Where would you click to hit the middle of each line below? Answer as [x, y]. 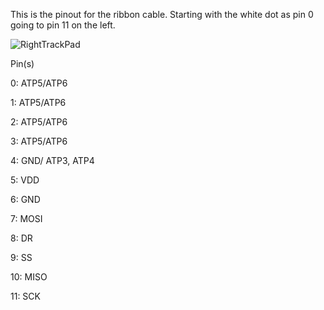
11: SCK [25, 296]
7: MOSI [26, 218]
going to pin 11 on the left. [63, 25]
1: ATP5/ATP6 [38, 102]
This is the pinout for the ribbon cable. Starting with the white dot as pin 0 [162, 14]
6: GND [25, 199]
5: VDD [25, 180]
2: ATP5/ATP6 [39, 122]
